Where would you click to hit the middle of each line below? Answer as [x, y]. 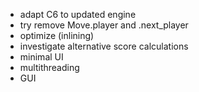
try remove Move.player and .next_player [104, 25]
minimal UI [41, 57]
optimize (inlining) [57, 35]
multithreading [49, 67]
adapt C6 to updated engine [78, 14]
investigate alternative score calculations [104, 46]
